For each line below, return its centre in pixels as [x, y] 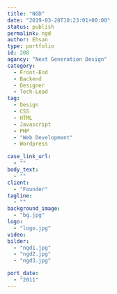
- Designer [29, 85]
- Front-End [31, 72]
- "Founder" [31, 189]
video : [17, 234]
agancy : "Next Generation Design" [57, 59]
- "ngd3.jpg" [32, 261]
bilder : [18, 241]
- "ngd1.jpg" [32, 248]
